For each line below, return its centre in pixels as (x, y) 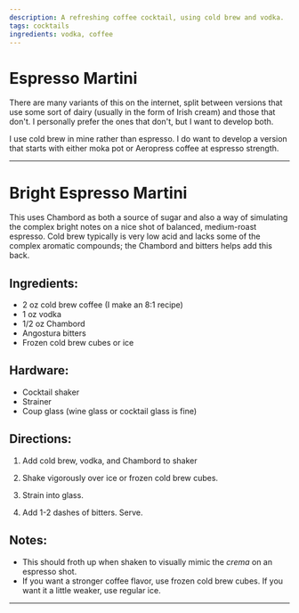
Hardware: (39, 371)
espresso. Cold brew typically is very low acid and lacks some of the (135, 236)
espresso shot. (49, 571)
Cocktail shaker (51, 392)
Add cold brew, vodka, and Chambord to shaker (109, 461)
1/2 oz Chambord (54, 324)
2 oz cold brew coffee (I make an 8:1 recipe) (103, 305)
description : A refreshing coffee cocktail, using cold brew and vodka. (147, 17)
